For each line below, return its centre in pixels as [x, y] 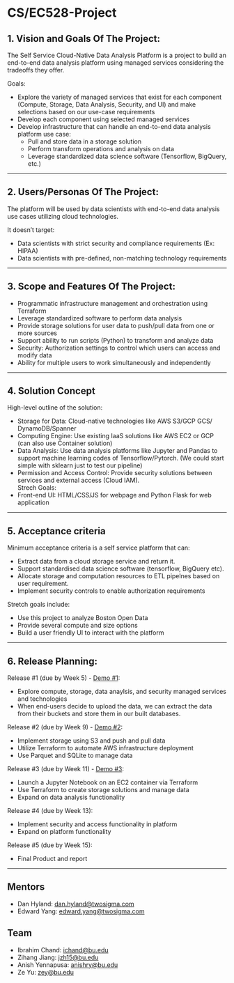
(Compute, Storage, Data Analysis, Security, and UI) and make [107, 105]
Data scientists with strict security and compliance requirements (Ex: [116, 243]
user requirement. [43, 584]
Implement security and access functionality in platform [97, 824]
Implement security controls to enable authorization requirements [111, 591]
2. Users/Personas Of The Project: [83, 192]
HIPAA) [28, 250]
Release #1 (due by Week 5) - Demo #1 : [64, 678]
